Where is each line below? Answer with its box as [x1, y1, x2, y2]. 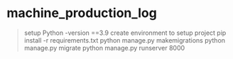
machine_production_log [6, 5, 157, 21]
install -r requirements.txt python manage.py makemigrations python [23, 36, 225, 44]
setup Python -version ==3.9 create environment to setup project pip [23, 28, 227, 37]
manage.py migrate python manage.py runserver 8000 [23, 43, 185, 52]
